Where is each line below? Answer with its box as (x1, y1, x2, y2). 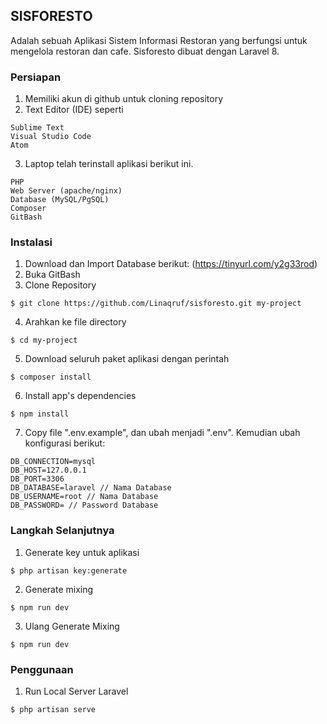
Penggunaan (10, 662, 74, 676)
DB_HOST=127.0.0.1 (10, 465, 87, 476)
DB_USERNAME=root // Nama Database (10, 492, 159, 502)
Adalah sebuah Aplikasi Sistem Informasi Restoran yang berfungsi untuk (10, 34, 308, 46)
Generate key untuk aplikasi (24, 546, 140, 558)
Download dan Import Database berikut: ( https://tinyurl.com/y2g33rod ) (24, 258, 318, 270)
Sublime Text (10, 123, 65, 133)
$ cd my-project (10, 335, 78, 346)
